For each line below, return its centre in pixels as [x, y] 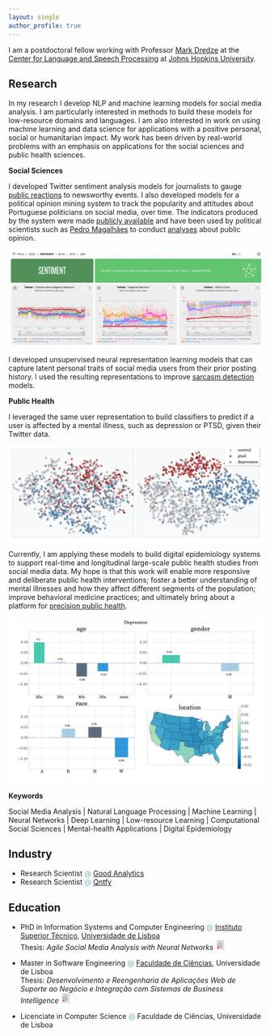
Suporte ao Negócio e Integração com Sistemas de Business [122, 989]
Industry [30, 854]
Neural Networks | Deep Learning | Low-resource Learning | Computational [134, 820]
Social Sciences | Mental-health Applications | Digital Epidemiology [120, 828]
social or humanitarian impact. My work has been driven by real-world [125, 138]
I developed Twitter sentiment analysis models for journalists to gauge [125, 186]
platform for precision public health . [68, 606]
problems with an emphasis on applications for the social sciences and [127, 147]
